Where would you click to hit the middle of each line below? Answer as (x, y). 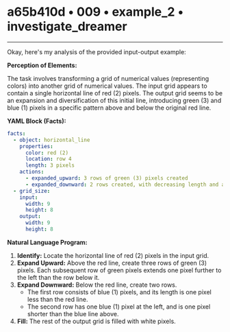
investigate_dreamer (67, 26)
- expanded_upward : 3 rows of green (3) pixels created (106, 178)
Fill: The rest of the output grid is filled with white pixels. (96, 321)
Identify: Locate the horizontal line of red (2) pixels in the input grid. (113, 255)
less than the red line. (57, 299)
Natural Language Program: (47, 242)
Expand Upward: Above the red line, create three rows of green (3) (112, 263)
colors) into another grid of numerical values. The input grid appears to (107, 86)
